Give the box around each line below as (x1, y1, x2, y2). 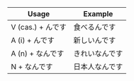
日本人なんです (73, 62, 123, 71)
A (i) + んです (11, 35, 55, 45)
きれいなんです (73, 49, 123, 58)
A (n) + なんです (11, 49, 65, 58)
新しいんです (73, 35, 116, 45)
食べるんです (73, 23, 116, 32)
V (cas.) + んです (11, 23, 67, 32)
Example (83, 9, 113, 18)
